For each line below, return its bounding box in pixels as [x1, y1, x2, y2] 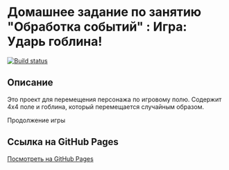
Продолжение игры [7, 116, 66, 124]
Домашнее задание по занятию [7, 4, 202, 20]
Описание [7, 77, 53, 89]
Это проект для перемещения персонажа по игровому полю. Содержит [7, 95, 222, 103]
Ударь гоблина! [7, 34, 103, 49]
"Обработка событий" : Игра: [7, 19, 187, 35]
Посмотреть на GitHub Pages [7, 154, 94, 163]
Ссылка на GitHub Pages [7, 136, 119, 148]
